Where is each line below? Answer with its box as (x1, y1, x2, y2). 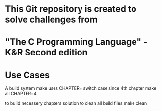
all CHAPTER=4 (5, 91, 37, 97)
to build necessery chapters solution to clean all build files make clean (5, 100, 147, 106)
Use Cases (5, 69, 50, 81)
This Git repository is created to (5, 3, 136, 15)
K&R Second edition (5, 47, 88, 58)
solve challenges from (5, 14, 98, 25)
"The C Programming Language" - (5, 36, 148, 48)
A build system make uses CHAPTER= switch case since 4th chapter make (5, 85, 157, 91)
